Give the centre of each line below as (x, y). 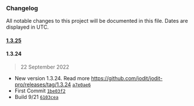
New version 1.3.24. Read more (52, 78)
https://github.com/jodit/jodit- (127, 78)
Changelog (22, 8)
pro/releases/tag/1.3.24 (43, 85)
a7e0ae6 (81, 85)
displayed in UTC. (28, 27)
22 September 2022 (45, 67)
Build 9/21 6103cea (36, 97)
